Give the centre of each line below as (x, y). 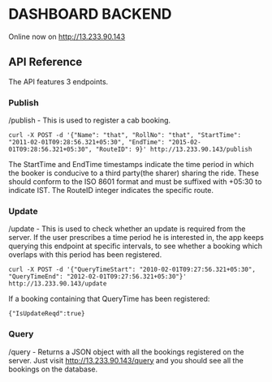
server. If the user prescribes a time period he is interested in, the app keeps (136, 238)
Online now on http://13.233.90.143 (67, 36)
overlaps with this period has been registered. (85, 255)
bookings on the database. (53, 369)
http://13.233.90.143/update (58, 284)
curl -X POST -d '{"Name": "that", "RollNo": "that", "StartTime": (125, 135)
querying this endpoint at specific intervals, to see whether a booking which (135, 246)
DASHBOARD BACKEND (90, 14)
